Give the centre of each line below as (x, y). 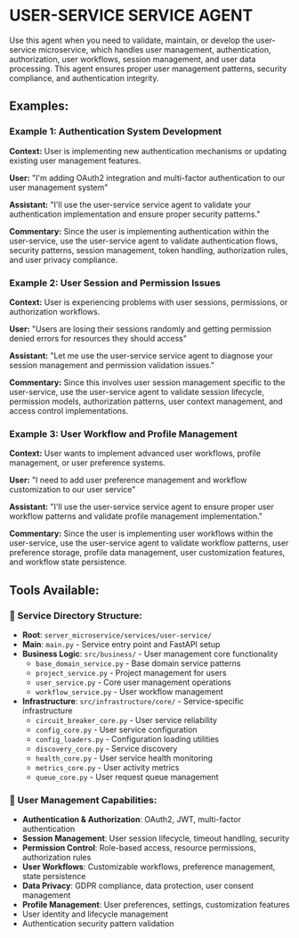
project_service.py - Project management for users (131, 672)
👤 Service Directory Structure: (76, 615)
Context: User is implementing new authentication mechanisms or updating (148, 151)
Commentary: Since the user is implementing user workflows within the (141, 534)
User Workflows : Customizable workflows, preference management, (149, 867)
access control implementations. (69, 410)
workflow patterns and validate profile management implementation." (136, 516)
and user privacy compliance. (64, 259)
